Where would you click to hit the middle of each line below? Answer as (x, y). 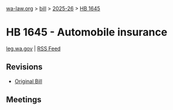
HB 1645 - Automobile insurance (87, 32)
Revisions (24, 67)
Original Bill (28, 81)
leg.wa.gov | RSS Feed (33, 48)
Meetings (24, 100)
